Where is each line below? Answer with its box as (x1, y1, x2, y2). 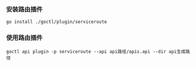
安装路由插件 (6, 5, 43, 13)
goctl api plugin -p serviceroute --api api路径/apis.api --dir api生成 (6, 48, 186, 54)
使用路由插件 (6, 34, 43, 42)
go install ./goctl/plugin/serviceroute (6, 19, 108, 25)
